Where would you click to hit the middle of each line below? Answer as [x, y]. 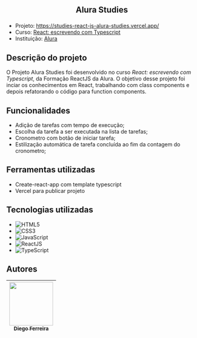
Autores [22, 269]
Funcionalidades [38, 110]
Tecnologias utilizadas [50, 210]
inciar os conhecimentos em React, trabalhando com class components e [98, 85]
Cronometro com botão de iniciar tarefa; [65, 138]
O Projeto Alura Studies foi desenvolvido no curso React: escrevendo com [99, 73]
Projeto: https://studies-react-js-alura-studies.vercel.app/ [87, 26]
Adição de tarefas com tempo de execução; [70, 125]
